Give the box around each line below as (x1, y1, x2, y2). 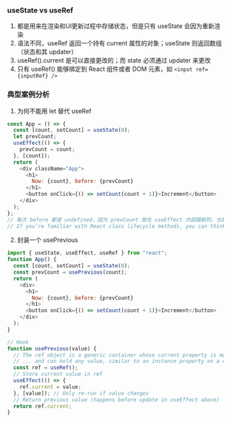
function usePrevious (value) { (7, 345, 97, 352)
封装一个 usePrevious (16, 236, 78, 244)
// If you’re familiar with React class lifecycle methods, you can (7, 223, 208, 230)
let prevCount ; (13, 133, 57, 140)
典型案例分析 (7, 90, 50, 100)
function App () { (7, 256, 57, 263)
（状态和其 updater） (16, 47, 78, 56)
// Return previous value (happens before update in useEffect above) (13, 396, 220, 403)
